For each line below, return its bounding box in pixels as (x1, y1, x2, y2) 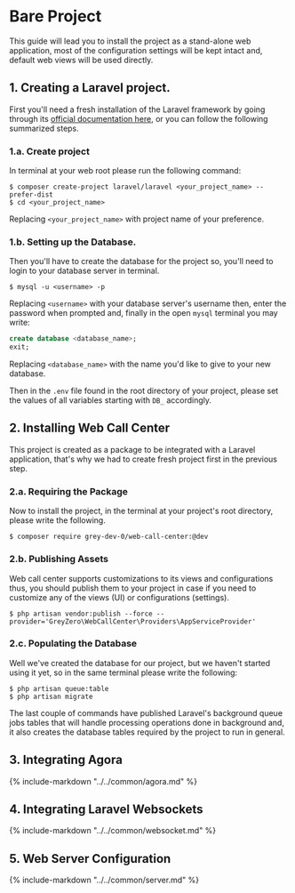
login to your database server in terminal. (9, 265, 160, 277)
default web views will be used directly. (9, 54, 154, 65)
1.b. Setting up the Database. (9, 236, 137, 248)
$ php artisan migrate (9, 692, 93, 701)
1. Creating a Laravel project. (9, 80, 171, 95)
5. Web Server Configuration (9, 851, 171, 866)
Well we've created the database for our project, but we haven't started (9, 657, 271, 668)
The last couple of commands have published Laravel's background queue (9, 707, 283, 718)
